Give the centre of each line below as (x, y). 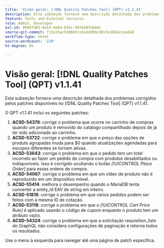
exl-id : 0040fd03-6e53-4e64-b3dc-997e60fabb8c (53, 28)
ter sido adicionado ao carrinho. (44, 133)
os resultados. (26, 231)
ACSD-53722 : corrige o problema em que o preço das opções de (78, 137)
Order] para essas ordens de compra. (50, 169)
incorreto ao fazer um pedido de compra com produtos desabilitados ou (85, 158)
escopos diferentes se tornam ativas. (49, 148)
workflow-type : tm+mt (27, 37)
